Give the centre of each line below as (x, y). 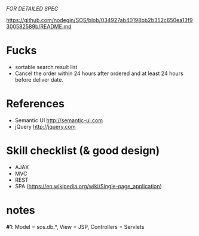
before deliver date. (39, 79)
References (35, 104)
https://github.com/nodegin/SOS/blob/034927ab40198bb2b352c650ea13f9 (99, 20)
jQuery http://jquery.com (45, 126)
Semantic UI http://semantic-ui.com (59, 120)
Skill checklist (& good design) (83, 151)
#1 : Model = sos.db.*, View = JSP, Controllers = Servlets (75, 226)
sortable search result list (46, 67)
